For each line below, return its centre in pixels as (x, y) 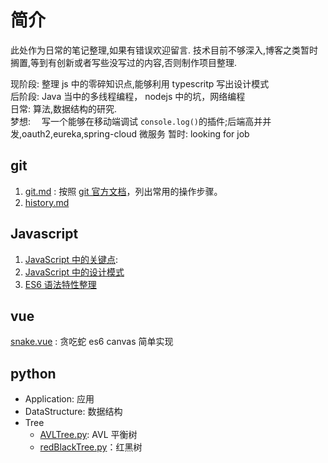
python (33, 373)
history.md (47, 202)
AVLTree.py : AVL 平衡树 (88, 435)
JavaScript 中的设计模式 (74, 272)
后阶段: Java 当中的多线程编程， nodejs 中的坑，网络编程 (128, 96)
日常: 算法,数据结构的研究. (64, 108)
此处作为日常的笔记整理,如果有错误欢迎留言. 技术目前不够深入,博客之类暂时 (164, 50)
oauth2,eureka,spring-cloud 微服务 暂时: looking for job (135, 133)
